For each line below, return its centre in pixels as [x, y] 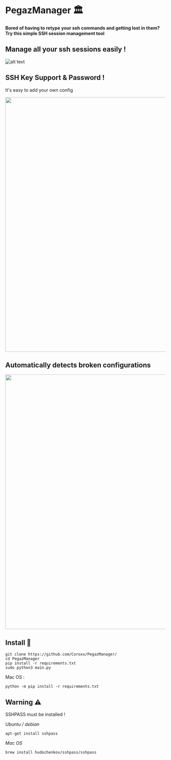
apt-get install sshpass [32, 734]
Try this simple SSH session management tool [55, 33]
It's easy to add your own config [39, 90]
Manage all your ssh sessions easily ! [66, 49]
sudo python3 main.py [28, 668]
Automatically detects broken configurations [78, 365]
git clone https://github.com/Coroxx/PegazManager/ [61, 655]
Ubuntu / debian [22, 724]
